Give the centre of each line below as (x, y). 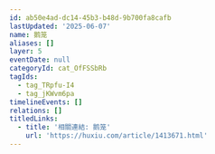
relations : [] (36, 111)
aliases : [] (32, 43)
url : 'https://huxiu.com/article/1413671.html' (117, 136)
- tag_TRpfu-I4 (46, 85)
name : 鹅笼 (28, 34)
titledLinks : (34, 119)
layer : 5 (26, 52)
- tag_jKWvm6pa (46, 93)
